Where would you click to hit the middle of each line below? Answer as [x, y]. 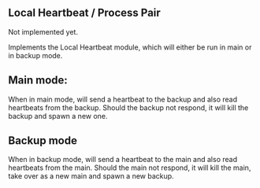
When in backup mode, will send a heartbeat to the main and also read [123, 160]
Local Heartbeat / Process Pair [85, 13]
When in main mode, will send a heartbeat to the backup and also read [123, 99]
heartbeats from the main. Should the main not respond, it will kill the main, [130, 168]
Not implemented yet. [43, 31]
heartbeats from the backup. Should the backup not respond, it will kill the [128, 107]
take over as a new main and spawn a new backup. [91, 176]
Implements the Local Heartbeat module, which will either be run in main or [130, 47]
